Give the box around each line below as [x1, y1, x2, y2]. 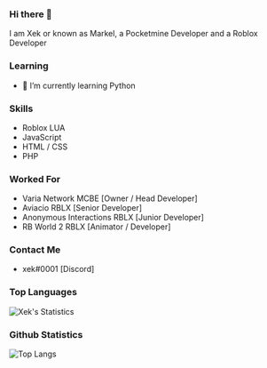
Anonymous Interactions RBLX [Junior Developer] [21, 212, 204, 223]
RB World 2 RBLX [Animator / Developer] [21, 221, 171, 232]
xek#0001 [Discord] [21, 264, 95, 275]
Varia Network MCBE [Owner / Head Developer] [21, 193, 198, 204]
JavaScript [21, 132, 62, 142]
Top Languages [9, 286, 78, 299]
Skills [9, 102, 34, 115]
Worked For [9, 172, 60, 185]
